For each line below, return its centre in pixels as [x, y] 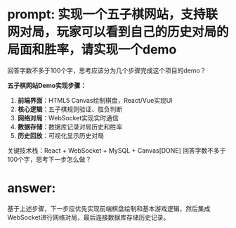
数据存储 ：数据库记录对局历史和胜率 [70, 127]
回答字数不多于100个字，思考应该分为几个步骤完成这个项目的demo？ [107, 70]
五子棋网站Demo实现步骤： [47, 85]
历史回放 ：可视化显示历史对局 [60, 135]
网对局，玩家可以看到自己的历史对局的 [118, 32]
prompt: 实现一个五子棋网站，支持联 [112, 14]
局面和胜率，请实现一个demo [92, 50]
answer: [32, 188]
